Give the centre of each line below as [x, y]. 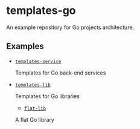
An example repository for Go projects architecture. [70, 27]
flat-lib [35, 108]
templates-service [38, 61]
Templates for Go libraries [47, 96]
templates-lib [33, 85]
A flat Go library [34, 119]
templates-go [41, 11]
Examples [25, 46]
